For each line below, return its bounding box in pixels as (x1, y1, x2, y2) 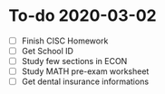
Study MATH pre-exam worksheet (21, 66, 150, 77)
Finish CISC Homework (21, 35, 109, 46)
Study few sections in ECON (21, 56, 128, 67)
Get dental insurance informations (21, 76, 150, 87)
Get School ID (21, 46, 74, 56)
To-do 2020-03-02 (8, 5, 157, 26)
